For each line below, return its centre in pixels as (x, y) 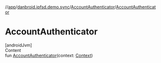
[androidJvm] (19, 45)
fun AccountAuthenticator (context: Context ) (49, 55)
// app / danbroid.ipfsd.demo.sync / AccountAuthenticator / (61, 7)
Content (13, 50)
